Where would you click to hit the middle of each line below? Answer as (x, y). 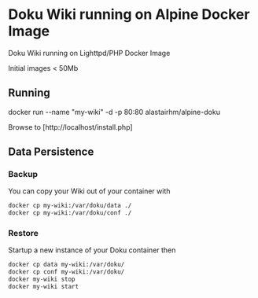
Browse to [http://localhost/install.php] (70, 127)
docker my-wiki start (44, 287)
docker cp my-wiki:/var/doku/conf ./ (70, 213)
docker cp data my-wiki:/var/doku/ (66, 265)
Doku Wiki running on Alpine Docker (129, 15)
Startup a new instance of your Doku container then (92, 250)
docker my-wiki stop (42, 280)
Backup (23, 175)
